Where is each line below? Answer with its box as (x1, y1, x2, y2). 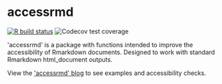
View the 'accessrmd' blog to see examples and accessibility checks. (7, 69, 207, 77)
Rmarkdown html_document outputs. (7, 55, 113, 63)
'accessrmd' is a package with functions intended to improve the (7, 40, 193, 49)
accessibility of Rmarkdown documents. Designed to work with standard (7, 48, 216, 56)
